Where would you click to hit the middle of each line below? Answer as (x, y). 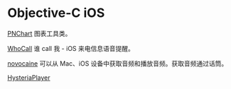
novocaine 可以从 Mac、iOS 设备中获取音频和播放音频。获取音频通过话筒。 (118, 63)
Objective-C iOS (56, 13)
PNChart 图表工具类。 (39, 33)
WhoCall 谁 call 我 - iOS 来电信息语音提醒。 (71, 48)
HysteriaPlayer (29, 77)
